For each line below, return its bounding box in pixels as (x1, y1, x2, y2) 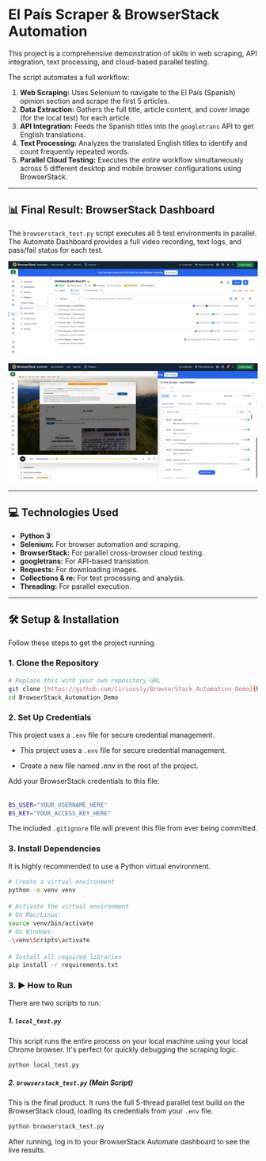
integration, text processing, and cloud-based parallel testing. (8, 57, 210, 67)
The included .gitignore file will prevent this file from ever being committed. (8, 823, 258, 833)
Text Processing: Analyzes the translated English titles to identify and (19, 138, 248, 147)
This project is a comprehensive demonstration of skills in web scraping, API (8, 48, 257, 58)
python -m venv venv (8, 886, 77, 894)
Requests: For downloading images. (19, 564, 139, 574)
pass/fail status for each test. (8, 245, 104, 254)
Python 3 (19, 531, 51, 540)
